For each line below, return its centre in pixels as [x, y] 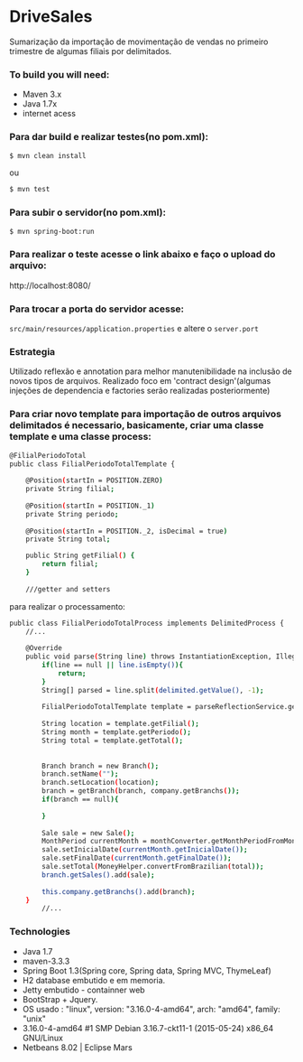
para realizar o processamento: [68, 606]
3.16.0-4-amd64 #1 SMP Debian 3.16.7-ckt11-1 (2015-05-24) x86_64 [148, 1028]
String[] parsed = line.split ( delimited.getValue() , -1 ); [153, 690]
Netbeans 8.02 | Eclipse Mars [77, 1047]
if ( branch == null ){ [80, 800]
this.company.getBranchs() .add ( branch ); [119, 891]
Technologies [40, 932]
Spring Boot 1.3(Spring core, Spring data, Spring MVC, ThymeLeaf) [147, 970]
